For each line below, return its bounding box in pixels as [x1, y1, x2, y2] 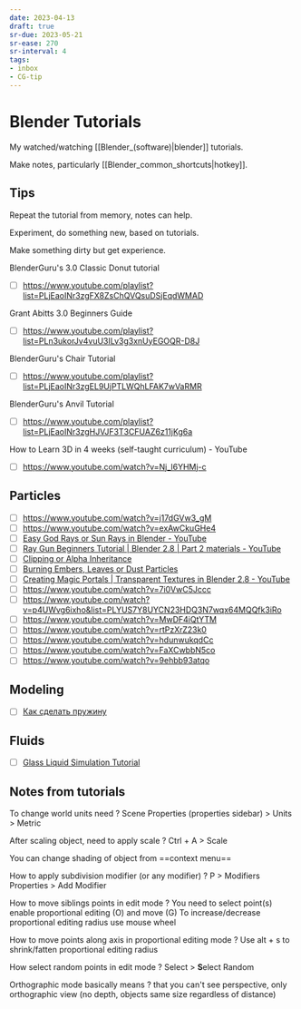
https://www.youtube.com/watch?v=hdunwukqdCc [22, 634, 214, 645]
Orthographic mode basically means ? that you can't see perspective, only [9, 979, 287, 990]
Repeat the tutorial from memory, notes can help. [9, 210, 193, 220]
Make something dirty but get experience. [9, 244, 166, 255]
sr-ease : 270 [9, 38, 59, 48]
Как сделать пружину [22, 706, 107, 717]
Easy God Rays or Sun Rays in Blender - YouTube [22, 533, 207, 544]
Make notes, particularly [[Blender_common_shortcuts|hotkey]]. [9, 159, 248, 170]
